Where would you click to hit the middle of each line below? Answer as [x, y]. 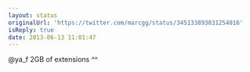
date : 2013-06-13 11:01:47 [52, 37]
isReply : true [31, 30]
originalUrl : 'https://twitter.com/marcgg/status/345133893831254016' [126, 23]
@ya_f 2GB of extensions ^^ [53, 59]
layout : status [33, 15]
